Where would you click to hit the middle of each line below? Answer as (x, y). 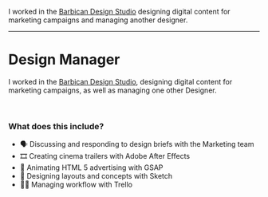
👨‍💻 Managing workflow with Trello (76, 185)
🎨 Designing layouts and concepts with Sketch (96, 176)
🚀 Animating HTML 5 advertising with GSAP (91, 167)
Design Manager (64, 60)
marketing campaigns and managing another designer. (98, 20)
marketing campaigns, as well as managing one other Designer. (112, 90)
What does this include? (56, 126)
